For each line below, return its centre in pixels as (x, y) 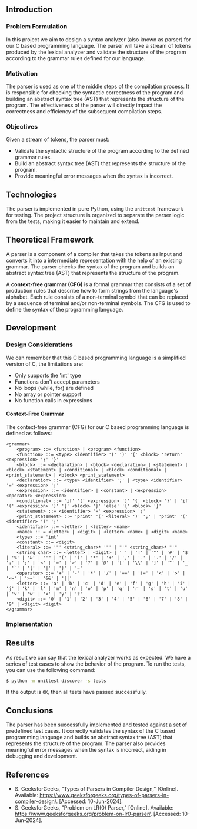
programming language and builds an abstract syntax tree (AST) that (89, 738)
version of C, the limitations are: (45, 364)
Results (20, 643)
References (28, 774)
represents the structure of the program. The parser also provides (86, 743)
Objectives (22, 126)
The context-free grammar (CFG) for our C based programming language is (98, 427)
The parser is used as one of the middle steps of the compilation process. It (98, 86)
